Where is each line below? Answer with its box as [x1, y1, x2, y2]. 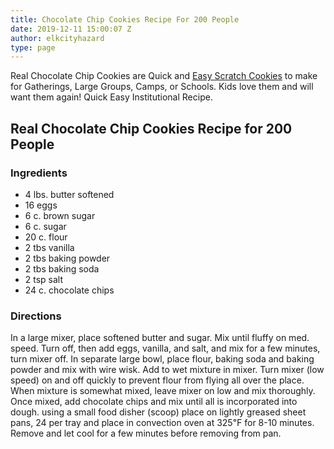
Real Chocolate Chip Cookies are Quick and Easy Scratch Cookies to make [10, 70, 318, 82]
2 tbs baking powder [24, 252, 111, 264]
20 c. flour [24, 231, 68, 243]
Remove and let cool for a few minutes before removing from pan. [10, 427, 282, 440]
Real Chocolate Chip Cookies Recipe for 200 [10, 120, 293, 137]
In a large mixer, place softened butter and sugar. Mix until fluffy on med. [10, 332, 310, 344]
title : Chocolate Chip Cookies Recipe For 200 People [10, 14, 240, 25]
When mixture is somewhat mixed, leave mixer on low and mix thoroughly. [10, 385, 316, 397]
